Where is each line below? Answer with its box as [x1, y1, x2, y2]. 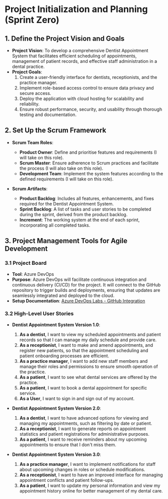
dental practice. [12, 64, 45, 69]
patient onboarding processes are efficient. [19, 353, 109, 359]
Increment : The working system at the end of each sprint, [19, 217, 140, 223]
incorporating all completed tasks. [19, 222, 91, 228]
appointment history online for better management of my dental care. [19, 487, 163, 493]
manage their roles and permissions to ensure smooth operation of [19, 363, 158, 369]
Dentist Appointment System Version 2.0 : [12, 405, 102, 411]
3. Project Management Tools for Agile [5, 237, 128, 245]
